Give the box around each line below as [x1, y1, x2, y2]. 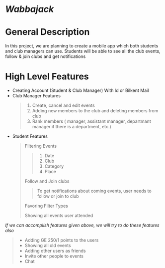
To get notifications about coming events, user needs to [37, 188, 152, 194]
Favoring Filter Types [24, 203, 68, 209]
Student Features [12, 133, 48, 139]
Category [44, 163, 64, 169]
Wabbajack [5, 3, 54, 15]
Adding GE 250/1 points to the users [24, 237, 99, 243]
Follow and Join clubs [24, 178, 70, 184]
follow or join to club [37, 193, 79, 199]
